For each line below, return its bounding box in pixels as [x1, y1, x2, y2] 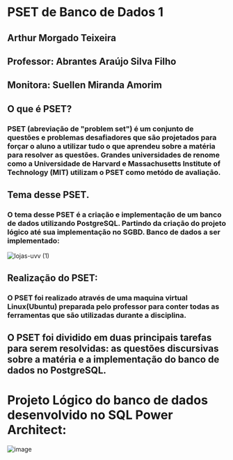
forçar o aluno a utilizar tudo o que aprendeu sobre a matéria [7, 141, 216, 151]
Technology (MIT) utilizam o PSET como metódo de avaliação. [7, 167, 221, 177]
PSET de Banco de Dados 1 [7, 4, 163, 20]
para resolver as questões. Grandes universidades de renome [7, 150, 220, 160]
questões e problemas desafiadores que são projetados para [7, 132, 217, 142]
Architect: [7, 422, 67, 438]
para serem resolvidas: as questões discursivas [7, 343, 219, 355]
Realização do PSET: [7, 272, 99, 284]
